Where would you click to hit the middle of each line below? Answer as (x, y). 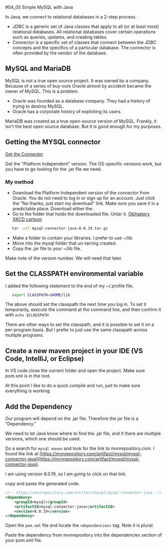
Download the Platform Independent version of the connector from (81, 193)
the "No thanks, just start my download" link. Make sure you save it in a (85, 203)
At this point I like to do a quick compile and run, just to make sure (73, 386)
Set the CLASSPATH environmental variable (74, 274)
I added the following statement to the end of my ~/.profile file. (69, 285)
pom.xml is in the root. (28, 376)
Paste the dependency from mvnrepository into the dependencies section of (83, 535)
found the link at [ (23, 454)
